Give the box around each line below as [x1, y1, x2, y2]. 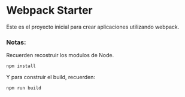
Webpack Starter [6, 4, 93, 17]
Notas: [6, 38, 26, 46]
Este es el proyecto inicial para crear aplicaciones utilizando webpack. [6, 23, 180, 30]
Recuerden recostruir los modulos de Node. [6, 52, 114, 59]
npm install [6, 63, 36, 69]
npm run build [6, 85, 42, 91]
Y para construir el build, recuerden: [6, 74, 96, 81]
